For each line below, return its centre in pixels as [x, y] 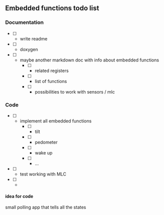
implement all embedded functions [55, 121]
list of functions [51, 81]
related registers [52, 70]
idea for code [19, 196]
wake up [43, 152]
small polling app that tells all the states [46, 207]
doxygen [29, 49]
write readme [33, 38]
